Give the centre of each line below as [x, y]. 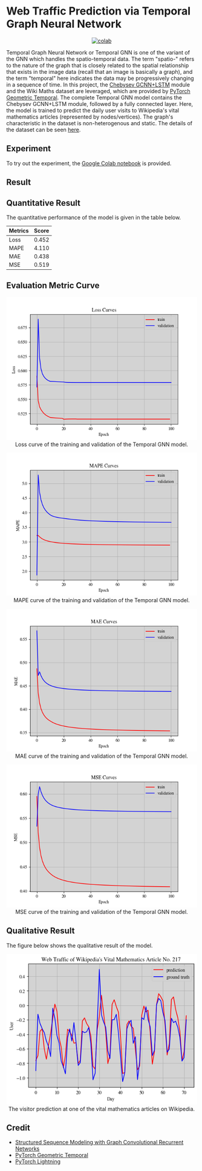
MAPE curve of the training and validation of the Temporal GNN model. [102, 600]
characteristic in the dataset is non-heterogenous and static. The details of [99, 123]
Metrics [19, 231]
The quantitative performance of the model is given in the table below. [94, 217]
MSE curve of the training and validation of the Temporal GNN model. [102, 911]
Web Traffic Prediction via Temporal [99, 11]
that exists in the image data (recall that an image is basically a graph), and [99, 71]
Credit [18, 1128]
